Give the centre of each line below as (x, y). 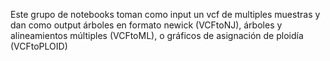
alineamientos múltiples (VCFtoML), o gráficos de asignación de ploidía (157, 35)
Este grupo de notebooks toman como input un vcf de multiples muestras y (165, 14)
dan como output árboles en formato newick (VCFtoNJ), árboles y (146, 25)
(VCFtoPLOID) (39, 46)
